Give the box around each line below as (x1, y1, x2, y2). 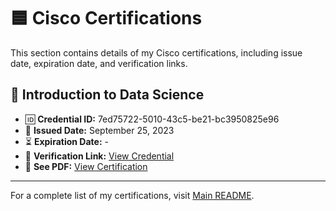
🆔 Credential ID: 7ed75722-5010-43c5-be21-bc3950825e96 (24, 113, 280, 125)
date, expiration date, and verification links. (10, 57, 188, 69)
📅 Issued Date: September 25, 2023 (24, 124, 175, 136)
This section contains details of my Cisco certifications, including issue (10, 46, 303, 59)
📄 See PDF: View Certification (24, 160, 148, 172)
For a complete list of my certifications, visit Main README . (10, 189, 255, 201)
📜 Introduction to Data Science (10, 86, 205, 104)
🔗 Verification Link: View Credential (24, 150, 175, 162)
